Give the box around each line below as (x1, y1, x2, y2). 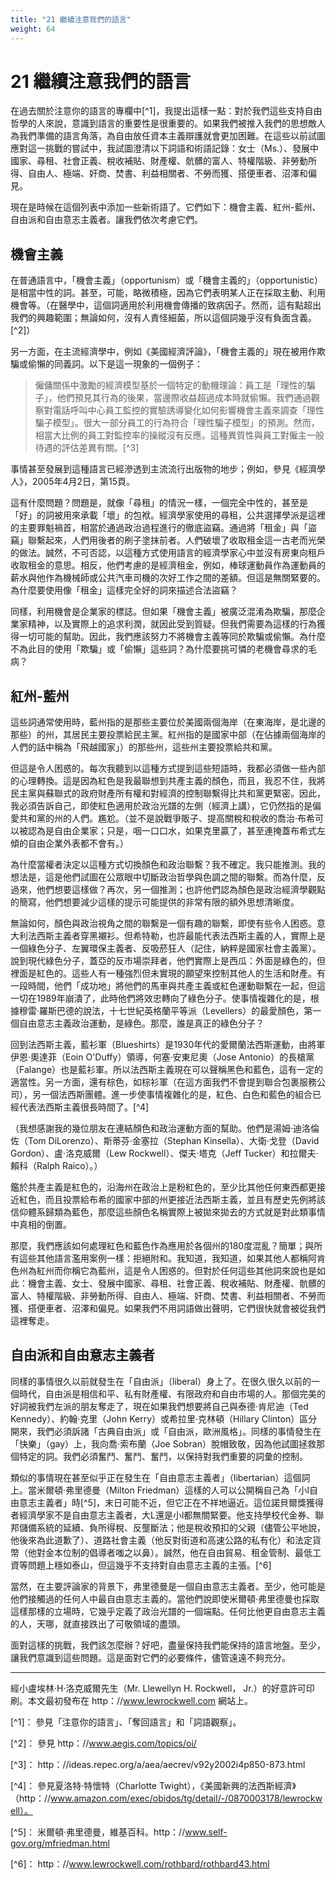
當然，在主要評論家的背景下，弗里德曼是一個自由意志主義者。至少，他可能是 (10, 1580, 326, 1592)
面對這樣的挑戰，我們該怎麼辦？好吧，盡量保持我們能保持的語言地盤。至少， (10, 1639, 326, 1651)
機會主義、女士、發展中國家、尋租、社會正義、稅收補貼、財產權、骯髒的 (27, 1277, 326, 1290)
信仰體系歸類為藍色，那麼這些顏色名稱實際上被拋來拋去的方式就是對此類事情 (10, 1206, 326, 1218)
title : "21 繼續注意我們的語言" (10, 14, 132, 25)
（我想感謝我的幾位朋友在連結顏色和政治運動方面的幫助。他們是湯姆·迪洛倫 (10, 1122, 320, 1135)
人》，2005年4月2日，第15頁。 (10, 476, 136, 488)
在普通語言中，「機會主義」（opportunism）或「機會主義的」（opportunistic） (10, 274, 323, 286)
